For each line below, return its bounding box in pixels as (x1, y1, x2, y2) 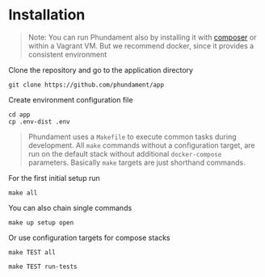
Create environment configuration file (8, 94, 133, 104)
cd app (8, 111, 31, 119)
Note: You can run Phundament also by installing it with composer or (27, 32, 257, 42)
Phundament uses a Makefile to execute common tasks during (27, 132, 237, 141)
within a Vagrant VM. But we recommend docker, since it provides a (27, 40, 254, 50)
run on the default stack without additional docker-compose (27, 149, 222, 158)
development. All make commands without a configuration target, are (27, 140, 255, 150)
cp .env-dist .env (8, 117, 70, 126)
